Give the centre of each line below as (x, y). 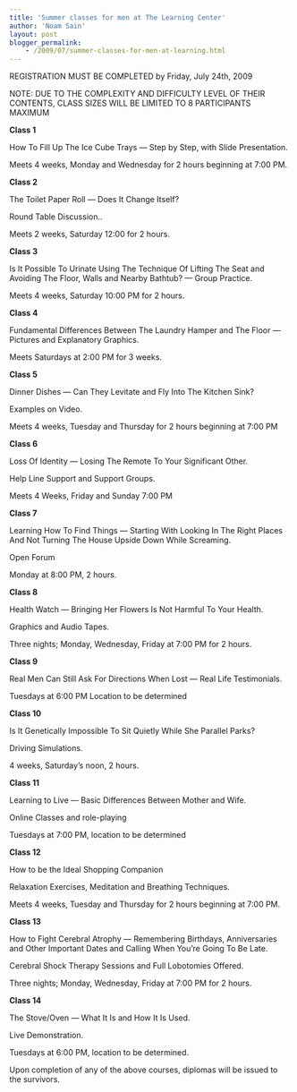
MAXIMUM (30, 113)
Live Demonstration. (46, 1036)
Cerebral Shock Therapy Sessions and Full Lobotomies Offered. (127, 966)
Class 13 (25, 922)
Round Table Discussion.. (56, 217)
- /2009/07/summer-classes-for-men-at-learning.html (126, 51)
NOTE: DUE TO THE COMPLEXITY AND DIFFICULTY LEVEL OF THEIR (137, 94)
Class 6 (24, 444)
